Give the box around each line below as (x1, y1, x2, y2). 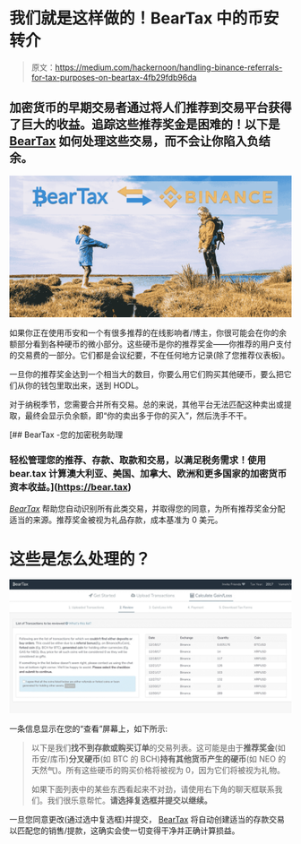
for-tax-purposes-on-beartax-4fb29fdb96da (30, 72, 197, 82)
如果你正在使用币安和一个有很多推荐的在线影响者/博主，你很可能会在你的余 (9, 328, 288, 339)
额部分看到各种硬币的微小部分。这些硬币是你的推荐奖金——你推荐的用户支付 (9, 339, 292, 349)
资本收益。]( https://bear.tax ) (9, 481, 132, 494)
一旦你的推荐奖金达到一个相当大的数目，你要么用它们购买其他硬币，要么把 (9, 369, 284, 380)
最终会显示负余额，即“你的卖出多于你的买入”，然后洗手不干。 (24, 410, 253, 421)
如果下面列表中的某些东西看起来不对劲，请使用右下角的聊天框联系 (30, 783, 275, 794)
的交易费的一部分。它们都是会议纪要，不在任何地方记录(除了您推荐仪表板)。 (9, 350, 290, 361)
